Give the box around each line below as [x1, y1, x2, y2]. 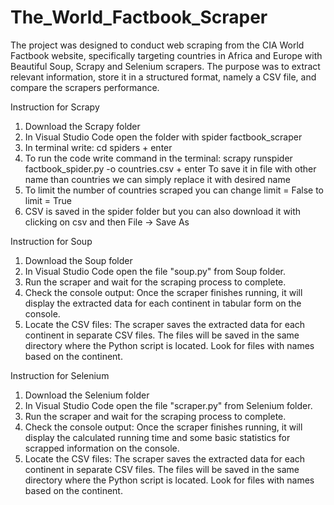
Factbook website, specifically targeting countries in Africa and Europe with [10, 49, 323, 61]
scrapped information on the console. [24, 442, 180, 454]
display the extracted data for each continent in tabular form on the [24, 297, 302, 309]
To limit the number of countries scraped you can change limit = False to [24, 184, 324, 196]
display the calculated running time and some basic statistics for [24, 431, 291, 443]
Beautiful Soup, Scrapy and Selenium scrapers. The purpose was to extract [10, 60, 321, 72]
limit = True [24, 194, 72, 206]
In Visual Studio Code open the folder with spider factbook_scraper [24, 131, 303, 143]
